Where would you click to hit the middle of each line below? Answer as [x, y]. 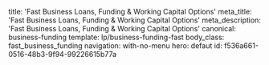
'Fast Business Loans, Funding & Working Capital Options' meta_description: [134, 20]
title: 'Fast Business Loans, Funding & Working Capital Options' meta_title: [130, 12]
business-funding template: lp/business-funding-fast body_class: [116, 37]
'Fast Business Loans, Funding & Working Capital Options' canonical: [122, 28]
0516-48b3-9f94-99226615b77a [63, 54]
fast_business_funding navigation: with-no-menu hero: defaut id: [115, 46]
